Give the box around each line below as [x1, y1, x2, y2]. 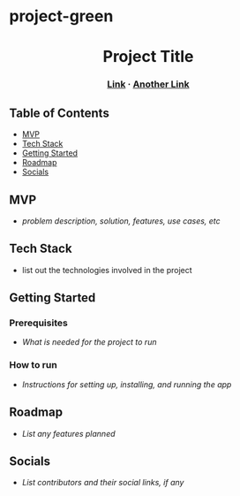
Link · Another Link [107, 78, 190, 90]
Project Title [102, 47, 194, 67]
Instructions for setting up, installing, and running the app [21, 378, 232, 390]
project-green [9, 6, 114, 27]
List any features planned [21, 428, 116, 439]
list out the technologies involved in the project [21, 264, 192, 275]
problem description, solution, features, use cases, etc [21, 215, 221, 226]
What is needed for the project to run [21, 337, 157, 347]
